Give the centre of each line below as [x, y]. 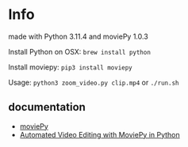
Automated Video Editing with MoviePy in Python [100, 134]
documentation [47, 107]
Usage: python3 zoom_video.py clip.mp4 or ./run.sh [94, 82]
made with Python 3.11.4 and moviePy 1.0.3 [78, 36]
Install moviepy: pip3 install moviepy [70, 67]
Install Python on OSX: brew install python [79, 51]
